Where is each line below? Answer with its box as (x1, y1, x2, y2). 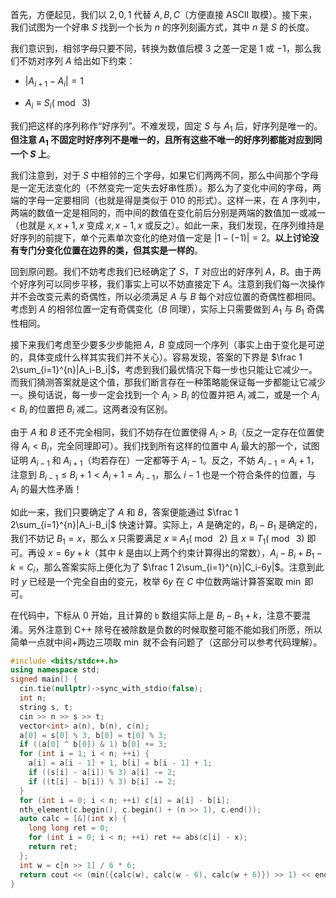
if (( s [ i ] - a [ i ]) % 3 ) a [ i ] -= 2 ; (28, 768, 177, 778)
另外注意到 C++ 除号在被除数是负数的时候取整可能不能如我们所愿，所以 (27, 623, 323, 635)
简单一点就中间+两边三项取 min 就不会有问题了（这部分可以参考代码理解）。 (10, 636, 323, 648)
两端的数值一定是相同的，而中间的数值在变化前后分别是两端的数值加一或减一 (10, 207, 326, 219)
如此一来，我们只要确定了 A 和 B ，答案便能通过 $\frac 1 (10, 506, 239, 518)
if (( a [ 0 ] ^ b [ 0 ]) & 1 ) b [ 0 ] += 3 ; (19, 739, 168, 750)
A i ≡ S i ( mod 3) (24, 96, 91, 111)
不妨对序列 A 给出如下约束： (18, 55, 136, 67)
